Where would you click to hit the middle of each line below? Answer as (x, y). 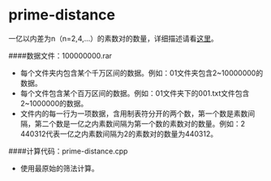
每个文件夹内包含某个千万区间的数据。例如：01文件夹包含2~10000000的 (142, 73)
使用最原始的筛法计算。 (59, 168)
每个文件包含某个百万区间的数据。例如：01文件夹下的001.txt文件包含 (135, 93)
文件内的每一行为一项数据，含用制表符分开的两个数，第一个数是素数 (134, 113)
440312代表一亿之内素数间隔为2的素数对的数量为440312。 (118, 134)
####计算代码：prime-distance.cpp (68, 151)
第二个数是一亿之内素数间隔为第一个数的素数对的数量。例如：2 (140, 123)
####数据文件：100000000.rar (60, 55)
